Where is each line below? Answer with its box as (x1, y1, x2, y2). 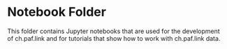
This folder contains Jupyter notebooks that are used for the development (7, 27, 220, 35)
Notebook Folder (7, 4, 107, 20)
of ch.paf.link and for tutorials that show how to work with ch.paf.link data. (7, 34, 221, 42)
